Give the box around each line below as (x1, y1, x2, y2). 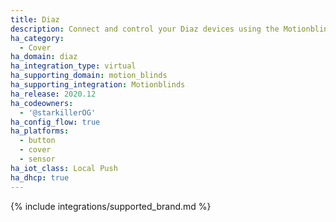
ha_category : (10, 33, 65, 43)
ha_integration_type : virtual (10, 61, 137, 71)
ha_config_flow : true (10, 117, 101, 127)
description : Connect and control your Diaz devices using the (10, 24, 280, 34)
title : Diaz (10, 14, 60, 25)
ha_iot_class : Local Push (10, 163, 118, 173)
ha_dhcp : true (10, 172, 70, 183)
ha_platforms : (10, 126, 70, 136)
